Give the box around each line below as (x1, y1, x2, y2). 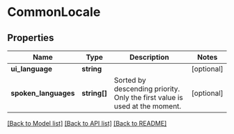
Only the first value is (114, 93, 183, 102)
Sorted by (114, 76, 146, 85)
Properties (7, 32, 54, 44)
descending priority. (114, 84, 180, 94)
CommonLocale (7, 4, 101, 20)
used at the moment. (114, 101, 182, 111)
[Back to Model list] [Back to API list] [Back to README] (7, 119, 167, 127)
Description (129, 53, 169, 62)
